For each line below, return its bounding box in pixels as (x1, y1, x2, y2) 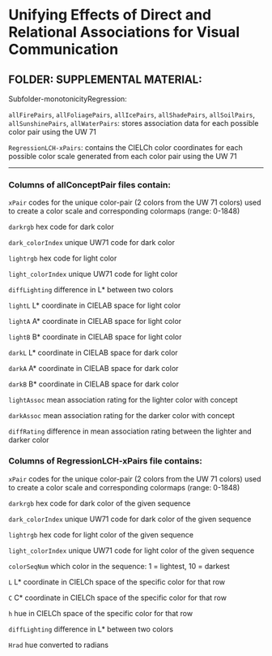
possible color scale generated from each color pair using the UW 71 (8, 152, 237, 161)
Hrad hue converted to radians (8, 640, 109, 650)
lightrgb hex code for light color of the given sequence (8, 529, 194, 539)
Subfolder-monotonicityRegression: (8, 94, 127, 103)
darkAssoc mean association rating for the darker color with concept (8, 411, 235, 421)
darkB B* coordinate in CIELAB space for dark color (8, 379, 180, 389)
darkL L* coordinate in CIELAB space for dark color (8, 347, 178, 358)
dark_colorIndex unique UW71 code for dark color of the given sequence (8, 514, 252, 524)
